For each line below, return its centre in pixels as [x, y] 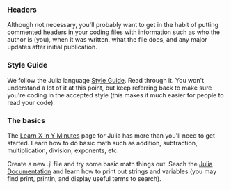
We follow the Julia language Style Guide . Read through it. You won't [105, 80]
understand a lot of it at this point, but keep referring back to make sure [110, 88]
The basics [26, 120]
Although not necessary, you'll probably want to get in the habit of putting [113, 25]
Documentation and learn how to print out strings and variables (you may [112, 171]
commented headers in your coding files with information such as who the [114, 32]
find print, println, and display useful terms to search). [84, 178]
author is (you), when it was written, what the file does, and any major [107, 40]
